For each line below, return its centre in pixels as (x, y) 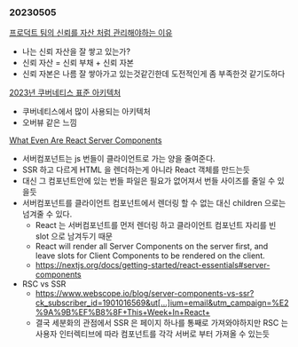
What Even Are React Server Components (86, 140)
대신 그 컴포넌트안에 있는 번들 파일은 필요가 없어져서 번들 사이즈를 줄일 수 (149, 181)
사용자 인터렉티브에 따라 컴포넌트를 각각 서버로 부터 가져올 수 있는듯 (153, 334)
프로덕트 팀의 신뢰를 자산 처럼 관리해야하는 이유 (91, 33)
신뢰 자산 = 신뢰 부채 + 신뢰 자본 (78, 63)
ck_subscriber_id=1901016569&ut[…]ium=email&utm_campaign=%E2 (162, 303)
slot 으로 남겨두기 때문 (74, 236)
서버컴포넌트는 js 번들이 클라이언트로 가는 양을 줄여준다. (118, 159)
